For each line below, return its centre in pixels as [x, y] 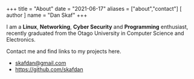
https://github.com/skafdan [49, 69]
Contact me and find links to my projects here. [64, 51]
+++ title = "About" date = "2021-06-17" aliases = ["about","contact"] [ [94, 9]
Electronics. [21, 39]
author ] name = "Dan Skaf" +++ [47, 15]
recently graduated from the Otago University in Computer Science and [95, 33]
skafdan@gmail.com [40, 63]
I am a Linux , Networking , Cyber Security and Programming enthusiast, [97, 27]
